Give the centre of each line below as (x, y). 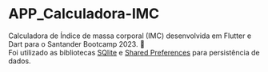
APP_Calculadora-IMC (84, 14)
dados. (20, 61)
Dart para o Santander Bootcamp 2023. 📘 (77, 44)
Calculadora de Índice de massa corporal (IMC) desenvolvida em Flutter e (130, 36)
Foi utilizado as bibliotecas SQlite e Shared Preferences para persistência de (134, 52)
